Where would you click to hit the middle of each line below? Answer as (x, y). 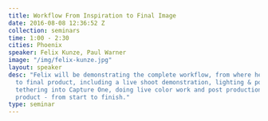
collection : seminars (44, 30)
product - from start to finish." (73, 97)
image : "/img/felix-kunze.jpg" (60, 60)
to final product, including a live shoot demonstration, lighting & (133, 82)
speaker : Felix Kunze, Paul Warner (67, 53)
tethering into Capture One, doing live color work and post (119, 90)
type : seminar (32, 104)
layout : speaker (35, 68)
